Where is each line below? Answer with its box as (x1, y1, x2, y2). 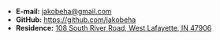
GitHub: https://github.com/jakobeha (15, 15, 136, 24)
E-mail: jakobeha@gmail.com (15, 7, 112, 16)
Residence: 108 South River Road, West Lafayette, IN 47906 (15, 24, 212, 32)
